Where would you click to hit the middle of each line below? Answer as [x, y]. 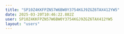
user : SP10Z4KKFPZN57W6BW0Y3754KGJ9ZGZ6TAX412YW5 [59, 19]
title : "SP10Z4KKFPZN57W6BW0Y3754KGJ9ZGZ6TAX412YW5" [63, 10]
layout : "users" [22, 24]
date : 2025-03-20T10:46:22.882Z [40, 14]
